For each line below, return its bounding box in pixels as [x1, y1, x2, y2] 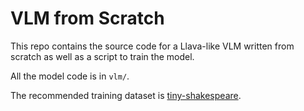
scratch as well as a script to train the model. [10, 50, 195, 62]
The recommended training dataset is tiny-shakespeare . [10, 89, 242, 101]
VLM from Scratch [10, 7, 165, 30]
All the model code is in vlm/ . [10, 70, 130, 82]
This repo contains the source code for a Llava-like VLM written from [10, 40, 295, 52]
